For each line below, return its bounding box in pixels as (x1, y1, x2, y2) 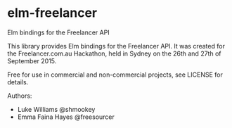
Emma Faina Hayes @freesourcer (17, 113, 115, 121)
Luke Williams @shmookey (17, 105, 96, 113)
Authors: (7, 91, 32, 100)
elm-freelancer (7, 5, 97, 21)
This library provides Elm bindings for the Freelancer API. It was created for (7, 41, 225, 50)
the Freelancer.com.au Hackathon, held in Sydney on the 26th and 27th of (7, 49, 221, 58)
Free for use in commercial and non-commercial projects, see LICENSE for (7, 70, 223, 79)
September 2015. (7, 56, 57, 65)
